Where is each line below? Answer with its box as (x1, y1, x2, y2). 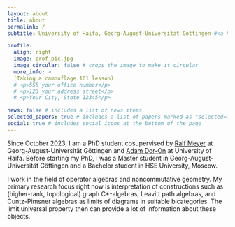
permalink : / (7, 23, 45, 30)
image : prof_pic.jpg (13, 55, 73, 63)
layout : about (7, 10, 49, 17)
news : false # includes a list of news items (7, 107, 142, 114)
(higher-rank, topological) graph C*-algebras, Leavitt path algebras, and (7, 189, 216, 198)
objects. (7, 212, 31, 220)
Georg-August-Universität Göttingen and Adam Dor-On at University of (7, 146, 212, 154)
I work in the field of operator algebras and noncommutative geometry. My (7, 175, 222, 183)
